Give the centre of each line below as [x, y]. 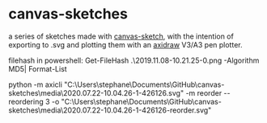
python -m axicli [36, 84]
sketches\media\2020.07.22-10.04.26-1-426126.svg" [96, 92]
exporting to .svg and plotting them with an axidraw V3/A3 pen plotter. [125, 44]
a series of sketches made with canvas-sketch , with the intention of [121, 36]
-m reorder [204, 92]
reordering [26, 101]
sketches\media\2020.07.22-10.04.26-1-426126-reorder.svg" [110, 110]
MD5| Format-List [38, 68]
